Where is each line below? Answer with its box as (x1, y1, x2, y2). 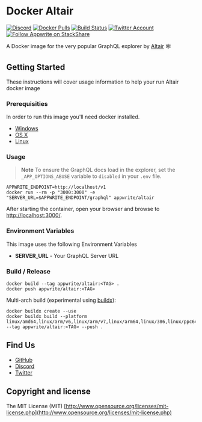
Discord (14, 362, 35, 370)
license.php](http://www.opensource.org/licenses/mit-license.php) (6, 409, 173, 416)
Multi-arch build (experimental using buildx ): (6, 296, 116, 304)
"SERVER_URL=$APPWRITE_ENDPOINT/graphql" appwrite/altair (6, 195, 155, 201)
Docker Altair (6, 4, 74, 18)
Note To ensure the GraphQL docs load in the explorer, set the (20, 167, 176, 174)
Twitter (14, 368, 33, 376)
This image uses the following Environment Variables (6, 240, 137, 248)
